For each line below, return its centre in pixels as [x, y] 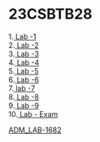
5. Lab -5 [24, 71]
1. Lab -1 [22, 37]
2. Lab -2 [24, 45]
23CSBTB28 [50, 14]
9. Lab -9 [24, 105]
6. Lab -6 [24, 80]
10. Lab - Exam [33, 114]
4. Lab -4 [24, 62]
